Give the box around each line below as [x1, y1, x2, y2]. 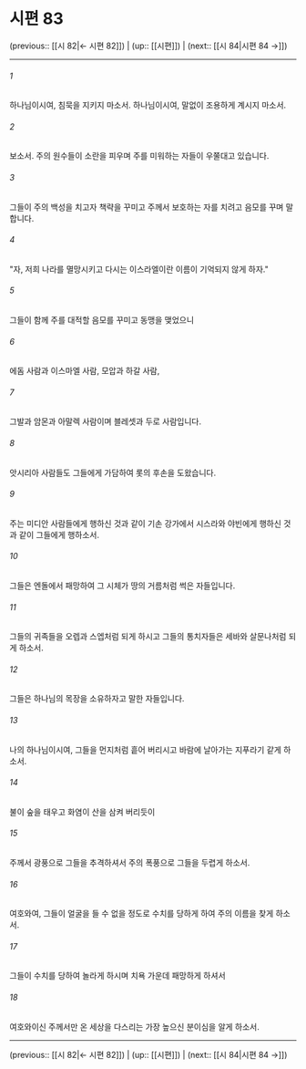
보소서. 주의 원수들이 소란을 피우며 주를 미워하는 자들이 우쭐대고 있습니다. [9, 150, 270, 161]
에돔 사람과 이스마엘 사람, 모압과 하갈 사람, [9, 366, 160, 377]
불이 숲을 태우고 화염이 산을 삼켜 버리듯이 [9, 806, 156, 817]
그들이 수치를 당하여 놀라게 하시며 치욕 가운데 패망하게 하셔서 [9, 970, 226, 981]
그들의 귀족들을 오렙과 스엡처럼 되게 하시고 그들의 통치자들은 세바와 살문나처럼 [9, 631, 287, 642]
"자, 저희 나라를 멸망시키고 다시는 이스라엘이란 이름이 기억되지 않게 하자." [9, 264, 269, 275]
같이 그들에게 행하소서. [18, 529, 100, 540]
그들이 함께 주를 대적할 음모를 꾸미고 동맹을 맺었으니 [9, 314, 194, 325]
